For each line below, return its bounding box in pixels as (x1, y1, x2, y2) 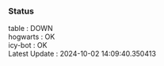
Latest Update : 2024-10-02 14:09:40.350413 (8, 49, 157, 59)
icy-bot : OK (8, 41, 48, 50)
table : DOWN (8, 24, 53, 33)
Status (8, 6, 34, 17)
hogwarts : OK (8, 32, 55, 41)
